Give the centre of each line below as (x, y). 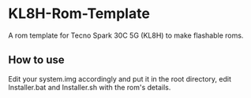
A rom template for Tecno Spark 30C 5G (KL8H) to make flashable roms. (126, 35)
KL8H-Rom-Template (79, 14)
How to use (36, 60)
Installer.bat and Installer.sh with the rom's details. (90, 87)
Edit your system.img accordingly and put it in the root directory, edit (120, 78)
